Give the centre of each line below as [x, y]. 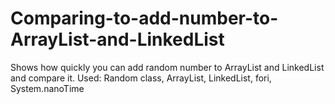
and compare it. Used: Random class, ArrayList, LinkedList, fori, [141, 78]
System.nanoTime [47, 88]
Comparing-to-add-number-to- [144, 18]
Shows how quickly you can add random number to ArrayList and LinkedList [167, 67]
